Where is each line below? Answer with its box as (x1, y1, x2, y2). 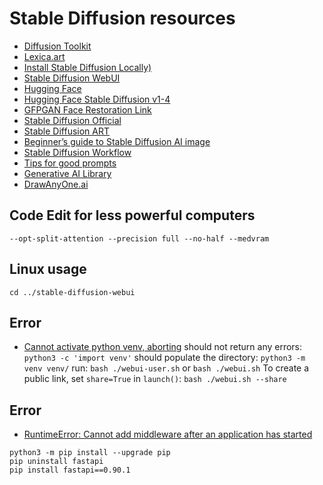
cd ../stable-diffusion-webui (9, 287, 136, 297)
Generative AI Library (23, 167, 112, 179)
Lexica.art (23, 50, 66, 62)
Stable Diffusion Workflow (23, 146, 132, 158)
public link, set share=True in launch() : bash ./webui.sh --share (23, 373, 287, 385)
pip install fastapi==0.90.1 (9, 465, 131, 476)
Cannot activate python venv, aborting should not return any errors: (23, 341, 303, 353)
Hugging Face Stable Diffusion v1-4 (23, 93, 171, 105)
